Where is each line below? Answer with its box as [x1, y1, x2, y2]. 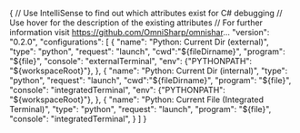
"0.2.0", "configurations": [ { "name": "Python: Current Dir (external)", [9, 36, 270, 47]
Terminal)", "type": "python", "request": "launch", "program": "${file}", [9, 104, 272, 114]
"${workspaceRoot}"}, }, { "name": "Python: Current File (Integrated [9, 94, 264, 105]
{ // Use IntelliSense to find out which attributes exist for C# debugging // [9, 8, 284, 18]
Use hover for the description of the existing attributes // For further [9, 17, 264, 28]
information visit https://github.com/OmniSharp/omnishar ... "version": [9, 27, 270, 37]
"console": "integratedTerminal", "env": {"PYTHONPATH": [9, 85, 225, 95]
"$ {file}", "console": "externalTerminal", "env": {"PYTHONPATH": [9, 56, 253, 66]
